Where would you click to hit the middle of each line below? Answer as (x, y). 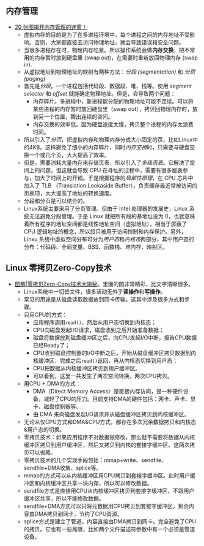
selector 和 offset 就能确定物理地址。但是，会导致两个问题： (100, 93)
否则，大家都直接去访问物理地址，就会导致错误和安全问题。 (109, 42)
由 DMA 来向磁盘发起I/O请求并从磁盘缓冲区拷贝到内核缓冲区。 (111, 414)
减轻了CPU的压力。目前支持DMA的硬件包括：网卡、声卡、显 (120, 399)
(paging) (35, 78)
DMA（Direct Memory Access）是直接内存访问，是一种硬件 (108, 391)
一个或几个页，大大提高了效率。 (69, 154)
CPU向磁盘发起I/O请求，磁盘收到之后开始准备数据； (98, 330)
